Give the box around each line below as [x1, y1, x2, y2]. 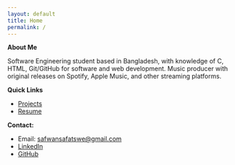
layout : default [7, 10, 56, 18]
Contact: [7, 121, 34, 129]
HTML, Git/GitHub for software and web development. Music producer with [7, 65, 229, 73]
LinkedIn [17, 142, 43, 151]
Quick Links [7, 86, 43, 95]
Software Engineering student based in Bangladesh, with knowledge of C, [7, 57, 224, 65]
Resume [17, 107, 42, 116]
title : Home [7, 17, 43, 24]
